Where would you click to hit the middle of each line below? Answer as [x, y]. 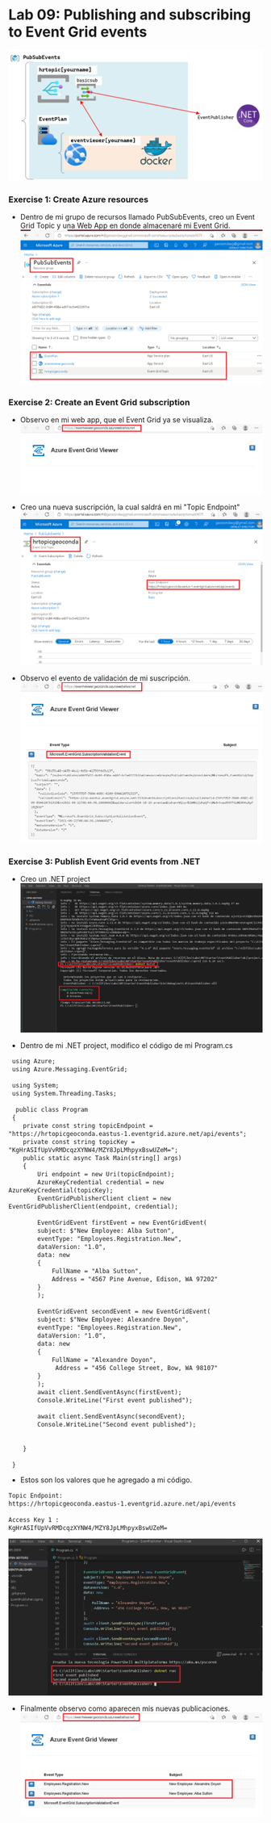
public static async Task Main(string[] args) [102, 1159]
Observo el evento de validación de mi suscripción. [105, 678]
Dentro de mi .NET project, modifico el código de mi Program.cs [126, 1046]
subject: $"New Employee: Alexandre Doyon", [113, 1320]
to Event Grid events [78, 32]
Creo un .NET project [55, 879]
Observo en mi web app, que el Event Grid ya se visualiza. [117, 420]
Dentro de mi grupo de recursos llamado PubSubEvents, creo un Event [138, 217]
